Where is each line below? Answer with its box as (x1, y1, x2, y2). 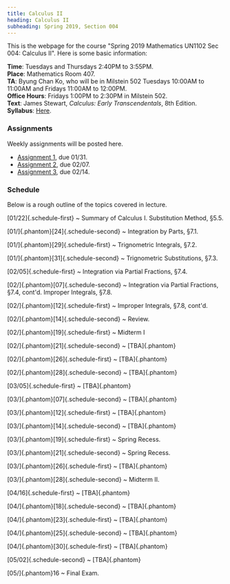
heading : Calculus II (7, 17, 70, 23)
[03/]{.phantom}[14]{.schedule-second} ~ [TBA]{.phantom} (7, 422, 177, 430)
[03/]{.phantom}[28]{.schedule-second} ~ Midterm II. (7, 475, 160, 483)
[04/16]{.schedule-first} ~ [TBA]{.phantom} (7, 488, 131, 497)
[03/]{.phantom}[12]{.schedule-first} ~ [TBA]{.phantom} (7, 408, 167, 416)
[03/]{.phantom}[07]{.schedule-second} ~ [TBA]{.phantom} (7, 395, 178, 403)
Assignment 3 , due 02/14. (17, 167, 90, 176)
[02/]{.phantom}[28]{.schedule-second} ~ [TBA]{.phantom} (7, 368, 178, 376)
